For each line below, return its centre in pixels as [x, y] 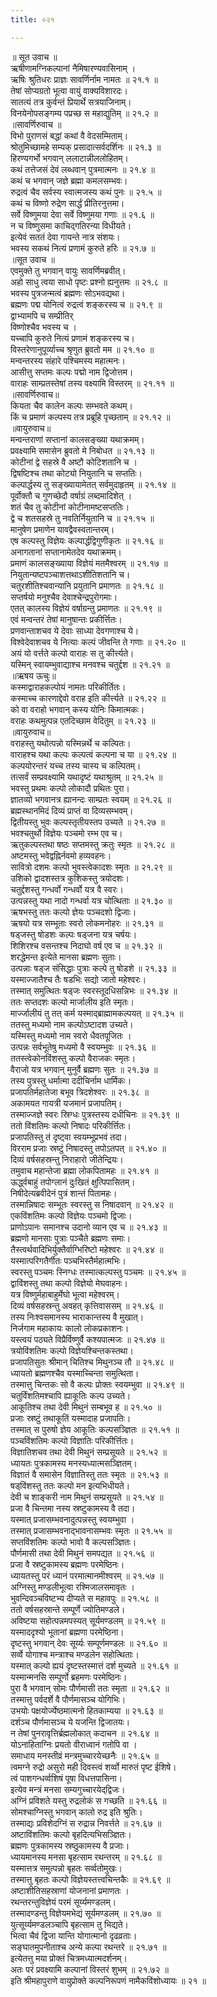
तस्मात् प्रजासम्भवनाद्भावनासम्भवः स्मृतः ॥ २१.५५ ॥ [91, 1530]
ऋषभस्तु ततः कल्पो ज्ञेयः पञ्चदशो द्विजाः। [73, 912]
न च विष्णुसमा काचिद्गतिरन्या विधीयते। [71, 225]
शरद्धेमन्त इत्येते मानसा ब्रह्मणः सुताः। [66, 957]
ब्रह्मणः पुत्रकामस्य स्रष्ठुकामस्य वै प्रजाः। [70, 1845]
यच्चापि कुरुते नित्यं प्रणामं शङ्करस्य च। [72, 338]
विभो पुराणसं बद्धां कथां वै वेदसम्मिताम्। [69, 135]
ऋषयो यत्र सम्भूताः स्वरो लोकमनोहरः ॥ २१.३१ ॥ [86, 923]
